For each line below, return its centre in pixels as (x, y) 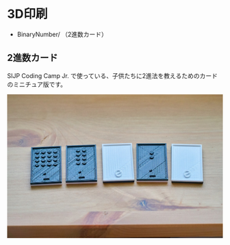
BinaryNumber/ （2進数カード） (62, 34)
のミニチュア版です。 (37, 84)
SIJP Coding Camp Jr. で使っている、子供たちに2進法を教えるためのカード (112, 75)
